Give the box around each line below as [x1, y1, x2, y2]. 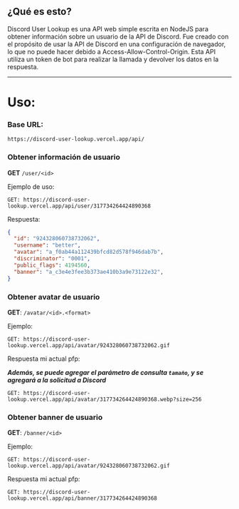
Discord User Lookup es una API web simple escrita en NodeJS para [7, 24, 208, 33]
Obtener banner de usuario [7, 412, 103, 422]
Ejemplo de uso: [7, 182, 55, 191]
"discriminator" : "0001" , [14, 255, 91, 262]
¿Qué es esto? [7, 6, 73, 18]
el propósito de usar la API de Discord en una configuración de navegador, [7, 39, 226, 48]
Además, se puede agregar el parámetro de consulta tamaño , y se [7, 368, 204, 376]
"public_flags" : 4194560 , [14, 262, 91, 269]
